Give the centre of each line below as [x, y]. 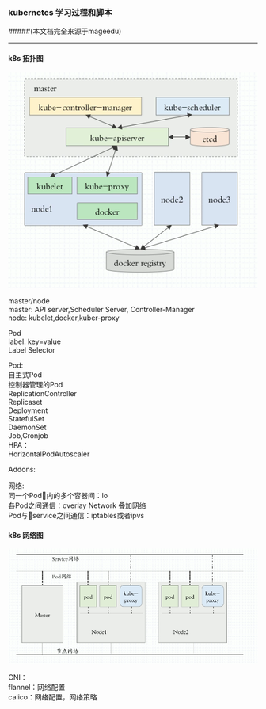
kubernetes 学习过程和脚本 [60, 12]
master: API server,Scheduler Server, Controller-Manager [102, 310]
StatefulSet [27, 419]
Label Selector [32, 350]
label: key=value [35, 341]
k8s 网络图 [26, 535]
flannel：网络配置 [37, 687]
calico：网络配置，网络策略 [53, 697]
